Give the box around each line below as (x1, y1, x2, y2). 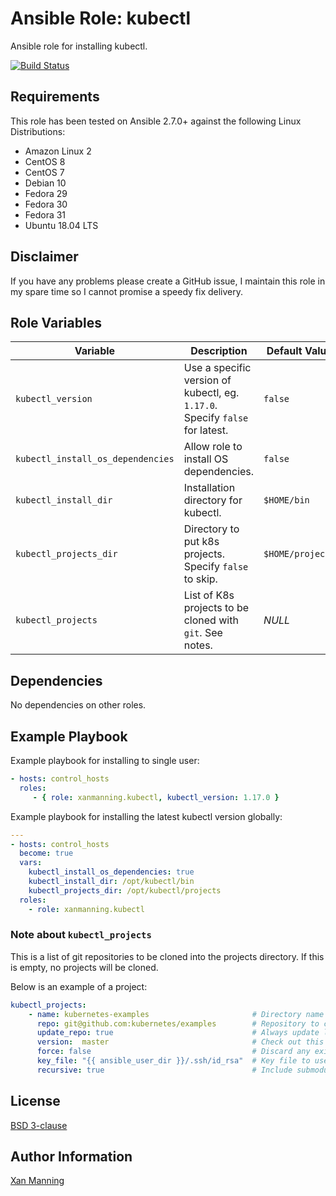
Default (266, 344, 303, 358)
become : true (19, 848, 74, 859)
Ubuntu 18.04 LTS (24, 219, 99, 231)
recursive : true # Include (36, 1065, 293, 1075)
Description (190, 344, 248, 358)
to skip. (183, 572, 218, 586)
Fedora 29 (24, 187, 68, 199)
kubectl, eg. (183, 386, 240, 400)
